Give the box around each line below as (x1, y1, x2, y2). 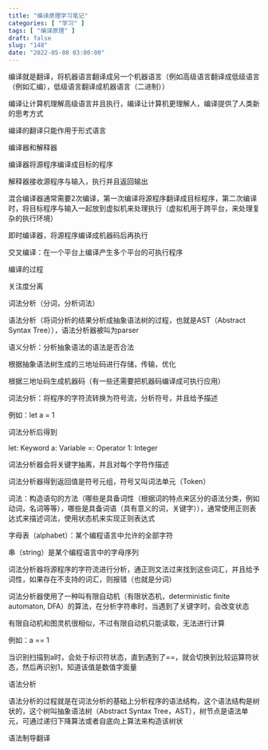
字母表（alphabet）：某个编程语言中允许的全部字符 (8, 530, 174, 540)
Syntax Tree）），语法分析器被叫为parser (8, 325, 140, 335)
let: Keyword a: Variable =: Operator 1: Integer (8, 443, 158, 452)
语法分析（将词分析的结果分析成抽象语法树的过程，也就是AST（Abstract (8, 315, 246, 324)
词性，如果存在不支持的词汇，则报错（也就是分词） (8, 574, 176, 584)
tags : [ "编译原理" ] (8, 26, 76, 34)
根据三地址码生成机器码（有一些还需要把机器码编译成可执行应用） (8, 376, 225, 386)
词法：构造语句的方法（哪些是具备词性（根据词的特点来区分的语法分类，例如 (8, 494, 260, 503)
